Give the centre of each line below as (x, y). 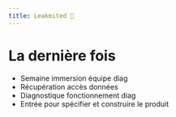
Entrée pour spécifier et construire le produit (94, 104)
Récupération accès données (69, 86)
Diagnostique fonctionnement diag (78, 95)
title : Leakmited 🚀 (41, 16)
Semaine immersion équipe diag (74, 78)
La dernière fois (62, 55)
